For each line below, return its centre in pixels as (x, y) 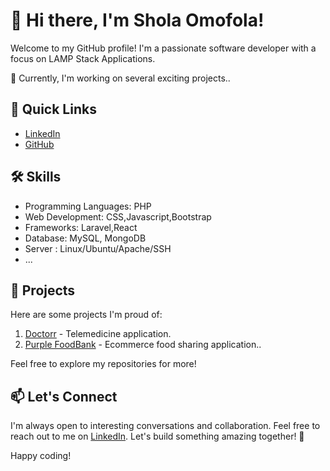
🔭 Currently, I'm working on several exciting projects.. (120, 78)
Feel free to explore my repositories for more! (103, 364)
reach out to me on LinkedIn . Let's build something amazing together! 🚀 (157, 436)
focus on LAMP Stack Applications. (83, 58)
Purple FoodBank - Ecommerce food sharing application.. (143, 345)
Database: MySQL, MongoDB (85, 238)
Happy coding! (41, 456)
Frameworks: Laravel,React (81, 227)
